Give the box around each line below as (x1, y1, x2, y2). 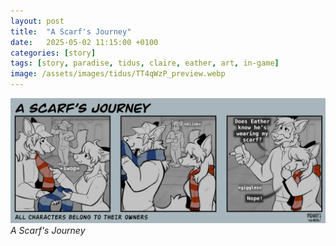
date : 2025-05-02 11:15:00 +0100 (10, 37, 159, 47)
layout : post (10, 16, 65, 26)
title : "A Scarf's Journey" (10, 26, 132, 37)
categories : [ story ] (10, 48, 97, 58)
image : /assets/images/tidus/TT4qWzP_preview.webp (10, 69, 226, 79)
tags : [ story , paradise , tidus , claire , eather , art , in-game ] (10, 58, 280, 69)
